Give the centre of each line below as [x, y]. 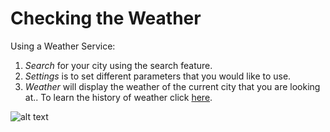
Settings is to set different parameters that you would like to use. [158, 76]
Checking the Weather [106, 18]
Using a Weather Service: [63, 46]
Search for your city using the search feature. [118, 65]
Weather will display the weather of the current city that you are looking [172, 86]
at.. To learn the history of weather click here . [118, 97]
